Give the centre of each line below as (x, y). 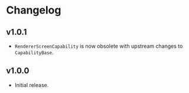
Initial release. (32, 85)
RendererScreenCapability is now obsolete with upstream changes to (99, 46)
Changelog (34, 10)
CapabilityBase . (34, 52)
